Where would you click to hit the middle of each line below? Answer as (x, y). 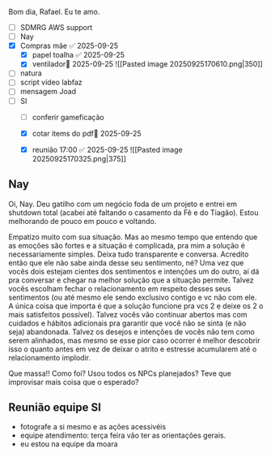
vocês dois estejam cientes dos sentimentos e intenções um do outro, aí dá (134, 271)
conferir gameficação (68, 117)
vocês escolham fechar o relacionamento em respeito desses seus (120, 288)
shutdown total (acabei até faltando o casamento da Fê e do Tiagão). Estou (133, 212)
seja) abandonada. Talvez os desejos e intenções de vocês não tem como (131, 331)
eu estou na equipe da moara (69, 444)
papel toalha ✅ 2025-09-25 (78, 55)
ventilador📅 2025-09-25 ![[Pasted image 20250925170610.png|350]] (147, 64)
